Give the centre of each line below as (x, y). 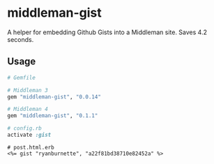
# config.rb (24, 128)
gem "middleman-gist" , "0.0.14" (54, 97)
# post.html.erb (31, 147)
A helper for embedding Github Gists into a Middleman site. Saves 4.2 (107, 32)
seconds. (21, 39)
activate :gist (29, 135)
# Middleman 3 (28, 90)
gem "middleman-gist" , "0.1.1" (53, 116)
